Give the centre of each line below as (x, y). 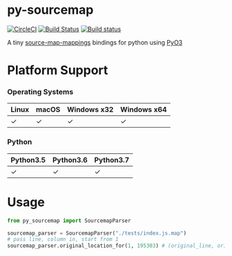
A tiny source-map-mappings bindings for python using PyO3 (95, 42)
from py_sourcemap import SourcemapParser (69, 220)
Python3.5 (28, 159)
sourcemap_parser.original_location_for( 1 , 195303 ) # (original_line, (111, 246)
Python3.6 (70, 159)
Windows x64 (144, 110)
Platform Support (58, 70)
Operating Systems (40, 92)
